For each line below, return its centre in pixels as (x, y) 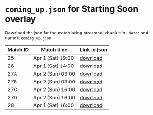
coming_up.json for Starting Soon (72, 9)
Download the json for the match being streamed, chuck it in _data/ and (77, 33)
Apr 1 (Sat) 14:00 (54, 66)
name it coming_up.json (28, 38)
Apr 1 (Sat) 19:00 (54, 58)
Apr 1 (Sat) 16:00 (54, 105)
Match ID (18, 49)
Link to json (93, 49)
